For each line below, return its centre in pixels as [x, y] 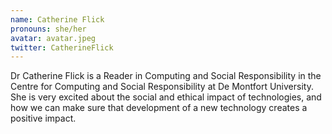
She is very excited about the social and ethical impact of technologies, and [166, 97]
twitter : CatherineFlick [62, 47]
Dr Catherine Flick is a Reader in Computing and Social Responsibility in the [166, 76]
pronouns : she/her [48, 29]
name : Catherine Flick [57, 19]
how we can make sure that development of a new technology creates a [159, 108]
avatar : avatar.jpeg [53, 38]
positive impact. [43, 118]
